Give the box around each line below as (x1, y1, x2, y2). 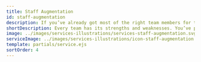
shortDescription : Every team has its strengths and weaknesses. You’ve (6, 25, 191, 31)
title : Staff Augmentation (6, 8, 74, 15)
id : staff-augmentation (6, 14, 66, 20)
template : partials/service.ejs (6, 42, 87, 48)
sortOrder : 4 (6, 47, 39, 53)
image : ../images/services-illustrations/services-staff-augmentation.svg (6, 31, 197, 37)
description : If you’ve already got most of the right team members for (6, 19, 191, 25)
